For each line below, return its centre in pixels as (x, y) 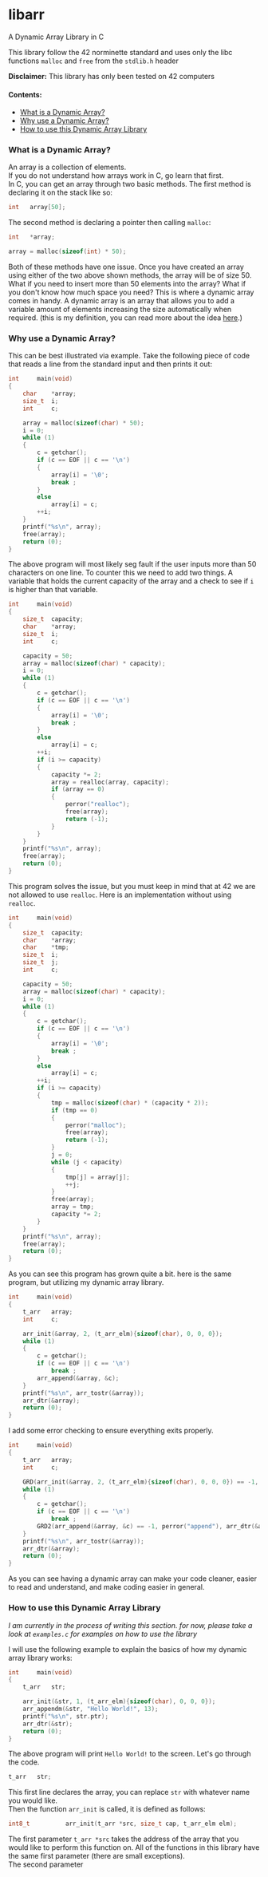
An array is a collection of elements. (67, 167)
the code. (24, 1762)
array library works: (41, 1658)
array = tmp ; (72, 1207)
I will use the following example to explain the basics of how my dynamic (128, 1649)
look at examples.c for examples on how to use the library (103, 1634)
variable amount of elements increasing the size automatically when (120, 310)
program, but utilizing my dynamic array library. (86, 1282)
